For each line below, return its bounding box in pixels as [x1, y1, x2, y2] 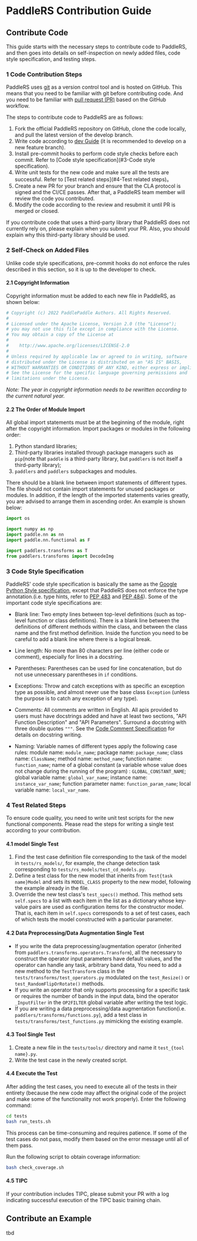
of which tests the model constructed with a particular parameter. [14, 916, 173, 923]
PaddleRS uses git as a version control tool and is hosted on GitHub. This [6, 84, 182, 91]
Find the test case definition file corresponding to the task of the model [14, 853, 186, 860]
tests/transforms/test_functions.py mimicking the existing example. [14, 1018, 184, 1025]
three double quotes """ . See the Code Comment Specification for [14, 725, 175, 732]
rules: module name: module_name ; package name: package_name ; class [14, 749, 184, 756]
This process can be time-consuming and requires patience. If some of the [6, 1129, 187, 1136]
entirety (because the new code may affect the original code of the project [6, 1089, 186, 1096]
